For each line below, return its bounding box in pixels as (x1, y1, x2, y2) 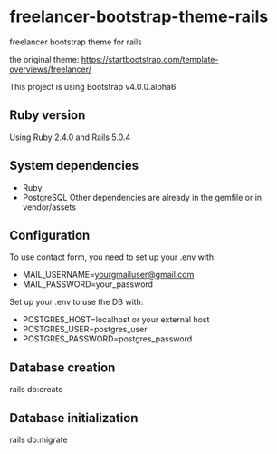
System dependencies (9, 158, 138, 173)
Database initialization (9, 410, 138, 426)
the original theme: (9, 54, 80, 64)
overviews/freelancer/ (9, 64, 92, 74)
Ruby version (9, 107, 86, 123)
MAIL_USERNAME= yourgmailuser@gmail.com (22, 270, 195, 281)
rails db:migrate (9, 434, 68, 445)
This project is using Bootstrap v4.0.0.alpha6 (9, 81, 177, 92)
